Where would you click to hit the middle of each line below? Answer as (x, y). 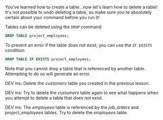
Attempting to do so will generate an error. (48, 74)
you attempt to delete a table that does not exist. (54, 98)
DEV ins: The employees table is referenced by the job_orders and (72, 107)
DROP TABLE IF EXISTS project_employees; (48, 59)
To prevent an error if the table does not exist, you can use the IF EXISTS (79, 45)
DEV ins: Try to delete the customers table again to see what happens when (82, 93)
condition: (15, 50)
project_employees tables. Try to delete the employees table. (67, 112)
